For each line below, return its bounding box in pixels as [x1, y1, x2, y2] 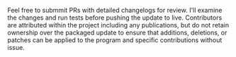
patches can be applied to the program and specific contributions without [7, 36, 223, 44]
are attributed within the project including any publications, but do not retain [7, 21, 229, 29]
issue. [7, 44, 25, 51]
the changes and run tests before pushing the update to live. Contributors [7, 13, 223, 22]
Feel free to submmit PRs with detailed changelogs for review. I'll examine [7, 6, 223, 14]
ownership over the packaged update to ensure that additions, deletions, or [7, 28, 227, 37]
